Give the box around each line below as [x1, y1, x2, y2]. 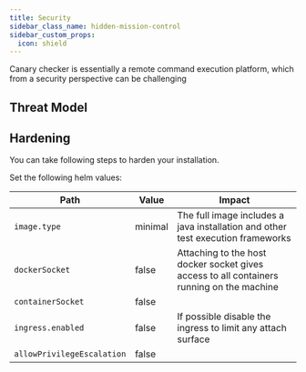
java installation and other [177, 220, 287, 233]
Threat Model [9, 99, 88, 115]
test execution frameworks [177, 232, 291, 245]
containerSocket [14, 297, 85, 307]
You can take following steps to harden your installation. [9, 155, 220, 166]
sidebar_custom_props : [9, 30, 96, 39]
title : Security [9, 13, 71, 23]
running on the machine [177, 281, 280, 294]
